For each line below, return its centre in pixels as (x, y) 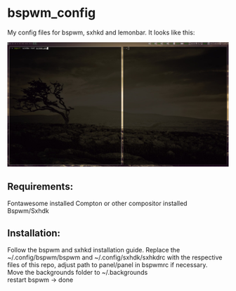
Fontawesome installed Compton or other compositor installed (97, 203)
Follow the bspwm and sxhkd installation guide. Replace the (94, 250)
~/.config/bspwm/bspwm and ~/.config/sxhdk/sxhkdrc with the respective (115, 257)
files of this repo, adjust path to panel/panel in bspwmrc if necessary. (107, 265)
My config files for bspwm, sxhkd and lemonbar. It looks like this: (101, 32)
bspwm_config (52, 13)
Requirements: (40, 187)
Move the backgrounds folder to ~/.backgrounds (78, 273)
